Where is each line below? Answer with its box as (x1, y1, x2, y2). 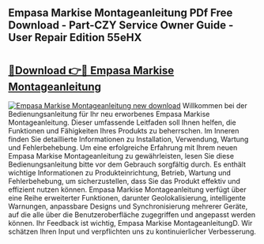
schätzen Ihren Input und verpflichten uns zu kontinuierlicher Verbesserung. (8, 227, 257, 236)
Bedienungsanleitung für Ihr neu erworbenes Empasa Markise (8, 110, 210, 118)
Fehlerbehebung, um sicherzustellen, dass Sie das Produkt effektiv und (8, 177, 241, 186)
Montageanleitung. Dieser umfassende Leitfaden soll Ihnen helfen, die (8, 118, 236, 127)
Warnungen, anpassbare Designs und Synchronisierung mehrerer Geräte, (8, 201, 248, 211)
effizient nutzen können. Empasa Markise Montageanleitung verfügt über (8, 185, 247, 194)
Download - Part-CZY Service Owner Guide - (8, 19, 234, 32)
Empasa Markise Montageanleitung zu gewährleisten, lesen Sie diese (8, 152, 235, 160)
